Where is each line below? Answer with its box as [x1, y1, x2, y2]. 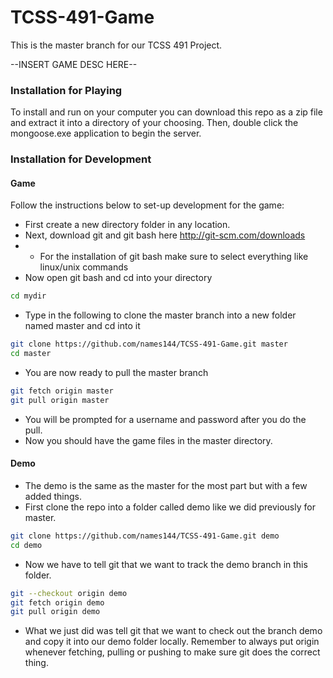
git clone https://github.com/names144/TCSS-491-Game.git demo [10, 531, 280, 541]
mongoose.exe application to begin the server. [10, 127, 202, 140]
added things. [24, 490, 83, 502]
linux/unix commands [39, 261, 129, 273]
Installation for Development [10, 152, 152, 166]
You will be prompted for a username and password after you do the [24, 413, 307, 425]
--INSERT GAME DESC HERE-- [10, 58, 138, 70]
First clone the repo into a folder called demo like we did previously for [24, 501, 316, 513]
